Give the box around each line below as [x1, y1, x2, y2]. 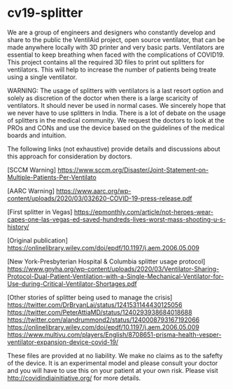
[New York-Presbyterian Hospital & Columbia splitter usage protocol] [7, 257, 206, 266]
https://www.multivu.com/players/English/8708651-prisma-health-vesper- [7, 330, 222, 339]
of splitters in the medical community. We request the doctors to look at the [7, 116, 225, 124]
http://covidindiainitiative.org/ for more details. [7, 374, 141, 382]
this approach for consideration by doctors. [7, 152, 133, 161]
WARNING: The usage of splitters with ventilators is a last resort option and [7, 86, 224, 95]
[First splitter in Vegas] [7, 207, 73, 216]
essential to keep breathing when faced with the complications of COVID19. [7, 50, 225, 59]
